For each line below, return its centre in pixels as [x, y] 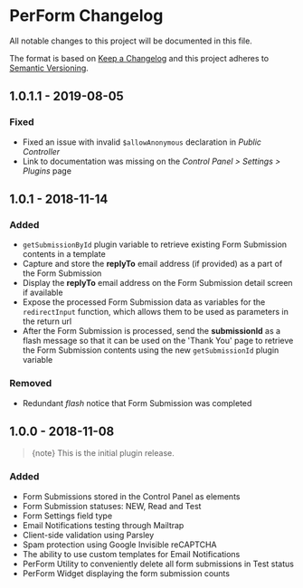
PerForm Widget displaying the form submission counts [126, 573]
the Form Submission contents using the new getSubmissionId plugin [151, 350]
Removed [31, 384]
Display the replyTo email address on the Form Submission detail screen [157, 283]
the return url [47, 321]
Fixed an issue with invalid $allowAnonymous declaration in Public [142, 142]
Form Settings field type [67, 516]
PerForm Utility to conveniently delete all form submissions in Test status [158, 564]
